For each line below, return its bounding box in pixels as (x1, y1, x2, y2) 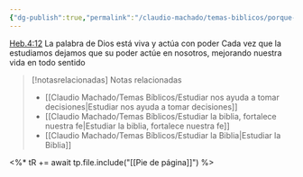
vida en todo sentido (9, 57, 86, 67)
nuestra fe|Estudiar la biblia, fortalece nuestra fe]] (44, 120, 230, 131)
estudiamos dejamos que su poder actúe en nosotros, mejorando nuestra (9, 47, 282, 58)
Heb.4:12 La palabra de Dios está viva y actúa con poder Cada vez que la (9, 38, 282, 49)
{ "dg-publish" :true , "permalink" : (9, 13, 135, 22)
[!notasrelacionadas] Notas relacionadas (31, 74, 182, 85)
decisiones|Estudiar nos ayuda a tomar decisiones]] (44, 101, 238, 112)
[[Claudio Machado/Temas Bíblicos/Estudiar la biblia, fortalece (44, 111, 277, 121)
